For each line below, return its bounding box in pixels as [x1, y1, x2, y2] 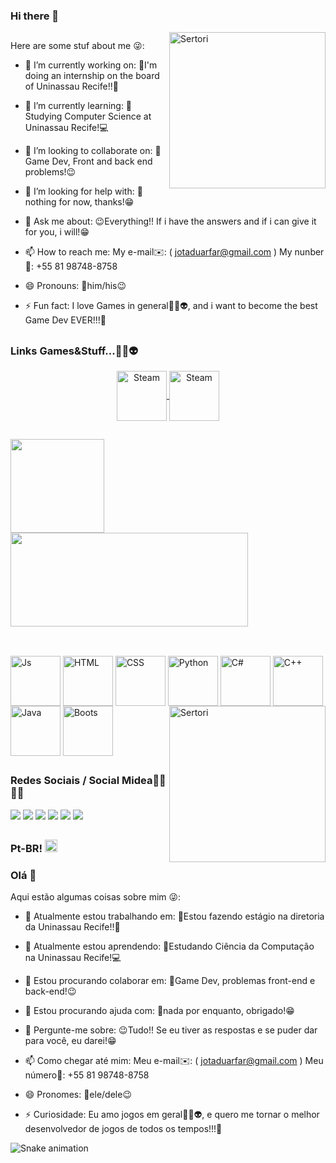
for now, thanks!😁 [58, 196, 135, 208]
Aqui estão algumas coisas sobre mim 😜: [10, 891, 182, 903]
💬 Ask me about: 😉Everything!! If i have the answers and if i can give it [24, 215, 317, 228]
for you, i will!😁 [24, 226, 90, 238]
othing [24, 196, 57, 208]
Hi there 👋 [10, 9, 60, 23]
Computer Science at [64, 110, 152, 123]
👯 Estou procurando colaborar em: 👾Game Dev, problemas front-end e [24, 975, 316, 987]
